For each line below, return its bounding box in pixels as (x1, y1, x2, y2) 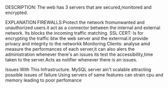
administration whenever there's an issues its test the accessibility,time (5, 51, 153, 57)
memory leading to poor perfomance (5, 77, 82, 83)
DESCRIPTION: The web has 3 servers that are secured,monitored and (5, 5, 152, 10)
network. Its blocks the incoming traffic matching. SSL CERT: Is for (5, 30, 144, 36)
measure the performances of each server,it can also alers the (5, 46, 135, 52)
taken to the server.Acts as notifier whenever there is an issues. (5, 57, 138, 62)
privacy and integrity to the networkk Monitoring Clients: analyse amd (5, 41, 150, 47)
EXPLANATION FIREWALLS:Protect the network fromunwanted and (5, 20, 145, 25)
